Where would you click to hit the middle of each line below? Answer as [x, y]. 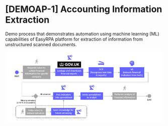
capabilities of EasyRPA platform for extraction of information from [74, 39]
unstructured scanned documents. [41, 44]
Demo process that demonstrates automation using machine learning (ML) [82, 34]
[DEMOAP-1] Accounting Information [84, 9]
